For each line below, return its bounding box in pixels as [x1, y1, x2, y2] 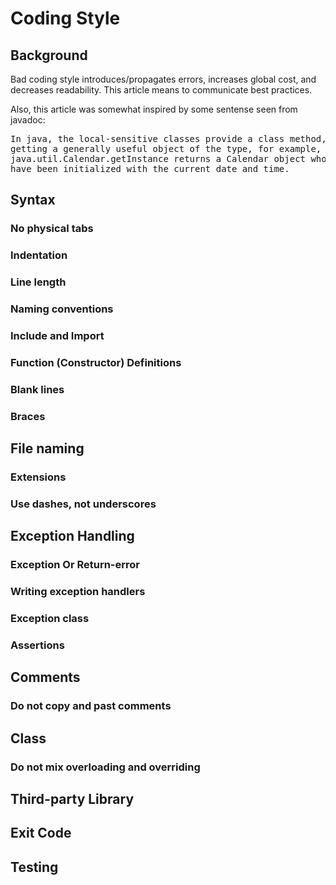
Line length [10, 275, 67, 289]
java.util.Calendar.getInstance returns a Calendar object [10, 153, 307, 164]
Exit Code [10, 825, 72, 842]
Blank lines [10, 382, 65, 396]
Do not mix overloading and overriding [10, 760, 201, 774]
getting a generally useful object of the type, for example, [10, 143, 322, 154]
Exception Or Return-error [10, 558, 141, 572]
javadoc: [10, 114, 46, 126]
